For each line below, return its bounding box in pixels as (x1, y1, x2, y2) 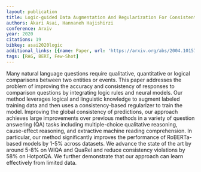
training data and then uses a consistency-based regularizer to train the (6, 101, 183, 108)
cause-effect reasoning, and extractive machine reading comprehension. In (6, 127, 193, 134)
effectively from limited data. (6, 159, 77, 166)
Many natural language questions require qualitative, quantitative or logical (6, 70, 190, 77)
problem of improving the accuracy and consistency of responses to (6, 82, 175, 90)
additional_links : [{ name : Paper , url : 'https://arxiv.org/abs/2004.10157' (6, 48, 199, 54)
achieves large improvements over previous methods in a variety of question (6, 114, 195, 122)
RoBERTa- (167, 133, 193, 141)
